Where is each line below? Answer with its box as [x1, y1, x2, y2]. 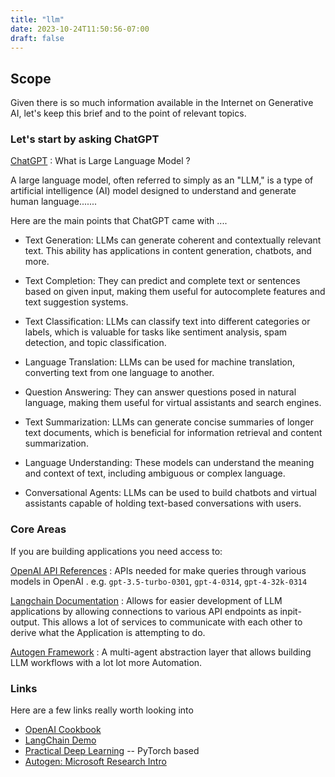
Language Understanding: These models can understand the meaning [24, 457, 315, 469]
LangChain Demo [24, 734, 97, 746]
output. [10, 616, 40, 628]
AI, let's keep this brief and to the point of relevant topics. [10, 107, 247, 120]
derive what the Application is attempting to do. [10, 626, 206, 638]
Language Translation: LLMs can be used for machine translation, [24, 356, 296, 368]
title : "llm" [10, 14, 65, 25]
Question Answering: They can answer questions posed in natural [24, 386, 297, 398]
